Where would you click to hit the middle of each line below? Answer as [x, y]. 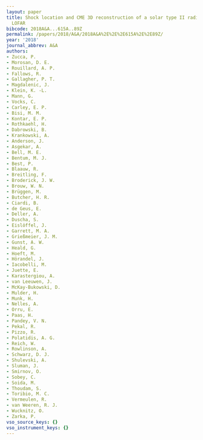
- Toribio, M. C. [28, 394]
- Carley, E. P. [27, 107]
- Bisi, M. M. [24, 113]
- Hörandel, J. [25, 259]
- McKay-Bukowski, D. [34, 287]
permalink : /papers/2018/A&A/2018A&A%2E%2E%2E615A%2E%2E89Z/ [85, 34]
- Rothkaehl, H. [27, 125]
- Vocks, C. [21, 102]
